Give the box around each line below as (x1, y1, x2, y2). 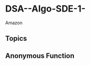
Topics (5, 34, 27, 43)
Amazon (5, 20, 23, 26)
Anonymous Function (5, 51, 75, 60)
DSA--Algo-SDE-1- (5, 3, 86, 15)
